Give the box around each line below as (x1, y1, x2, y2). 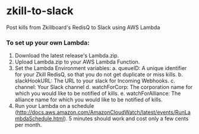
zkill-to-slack (6, 4, 74, 18)
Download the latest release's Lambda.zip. (14, 52, 119, 59)
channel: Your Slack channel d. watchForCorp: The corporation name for (14, 84, 193, 91)
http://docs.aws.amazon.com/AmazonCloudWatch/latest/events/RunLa (17, 109, 191, 116)
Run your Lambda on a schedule (14, 103, 94, 110)
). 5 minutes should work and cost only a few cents (64, 115, 189, 122)
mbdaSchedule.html (14, 115, 64, 122)
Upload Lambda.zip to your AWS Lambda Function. (14, 58, 140, 66)
